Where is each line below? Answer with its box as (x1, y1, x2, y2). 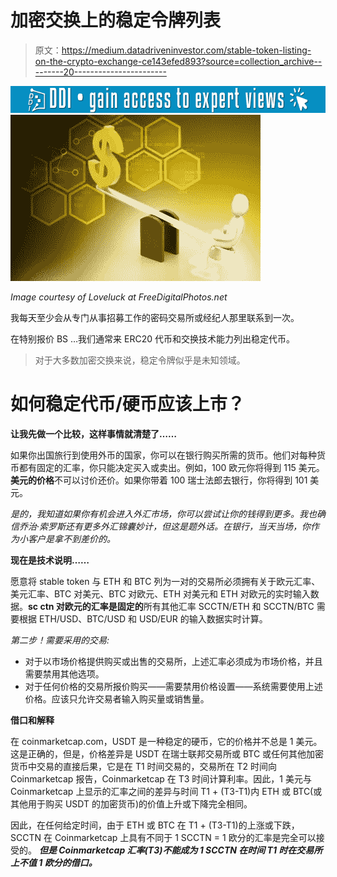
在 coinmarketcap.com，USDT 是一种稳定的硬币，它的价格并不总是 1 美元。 (10, 736, 323, 748)
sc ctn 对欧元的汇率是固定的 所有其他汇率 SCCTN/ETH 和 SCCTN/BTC (28, 601, 315, 613)
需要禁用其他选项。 (24, 668, 105, 680)
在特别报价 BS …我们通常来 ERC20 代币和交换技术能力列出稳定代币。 (10, 333, 296, 345)
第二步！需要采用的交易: (10, 634, 110, 646)
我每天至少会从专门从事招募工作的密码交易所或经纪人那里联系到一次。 (10, 312, 300, 324)
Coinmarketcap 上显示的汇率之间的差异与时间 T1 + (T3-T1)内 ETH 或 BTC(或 (10, 786, 323, 798)
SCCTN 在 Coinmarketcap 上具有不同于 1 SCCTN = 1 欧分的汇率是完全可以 (10, 832, 317, 844)
